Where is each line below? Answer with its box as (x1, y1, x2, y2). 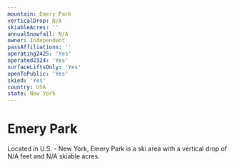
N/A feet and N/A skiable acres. (7, 152, 100, 161)
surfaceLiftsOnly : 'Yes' (7, 64, 81, 71)
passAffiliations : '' (7, 44, 72, 51)
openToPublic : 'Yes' (7, 70, 69, 77)
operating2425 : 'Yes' (7, 51, 72, 58)
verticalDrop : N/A (7, 17, 62, 24)
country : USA (7, 83, 46, 91)
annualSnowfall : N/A (7, 30, 69, 38)
